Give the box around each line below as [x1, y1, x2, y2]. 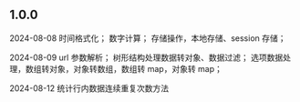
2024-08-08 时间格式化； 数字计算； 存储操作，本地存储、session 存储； [9, 32, 286, 44]
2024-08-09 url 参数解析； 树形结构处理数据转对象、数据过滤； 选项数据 [9, 52, 284, 63]
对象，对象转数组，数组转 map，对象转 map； [48, 63, 223, 74]
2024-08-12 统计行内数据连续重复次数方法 [9, 82, 170, 94]
